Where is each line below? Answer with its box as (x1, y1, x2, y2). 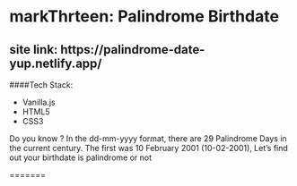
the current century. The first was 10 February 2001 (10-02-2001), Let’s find (9, 143, 289, 153)
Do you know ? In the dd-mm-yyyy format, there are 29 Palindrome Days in (9, 133, 287, 144)
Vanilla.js (22, 97, 56, 107)
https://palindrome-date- (60, 42, 205, 57)
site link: (9, 42, 58, 57)
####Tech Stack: (9, 80, 74, 90)
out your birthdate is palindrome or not (9, 152, 153, 163)
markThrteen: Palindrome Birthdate (9, 6, 280, 27)
